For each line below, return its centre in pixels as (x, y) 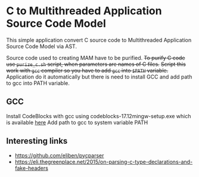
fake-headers (32, 168)
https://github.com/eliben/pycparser (59, 155)
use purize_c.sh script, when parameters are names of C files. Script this (96, 64)
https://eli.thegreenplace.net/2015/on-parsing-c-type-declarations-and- (104, 162)
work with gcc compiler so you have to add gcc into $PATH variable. (87, 70)
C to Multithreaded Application (84, 11)
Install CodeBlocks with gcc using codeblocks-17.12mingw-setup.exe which (99, 116)
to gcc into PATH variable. (38, 83)
